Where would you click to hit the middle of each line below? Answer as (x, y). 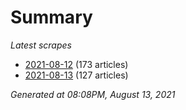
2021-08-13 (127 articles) (76, 75)
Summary (51, 17)
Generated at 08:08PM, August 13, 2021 (93, 94)
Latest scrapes (41, 45)
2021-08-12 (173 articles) (76, 64)
